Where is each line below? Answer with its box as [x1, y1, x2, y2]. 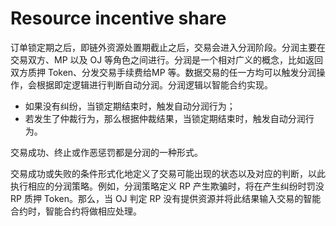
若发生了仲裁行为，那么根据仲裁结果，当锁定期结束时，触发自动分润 [24, 112, 306, 124]
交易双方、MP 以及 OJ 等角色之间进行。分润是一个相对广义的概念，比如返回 [10, 53, 324, 66]
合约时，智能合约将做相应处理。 [10, 205, 142, 217]
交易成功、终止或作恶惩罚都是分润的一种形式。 [10, 146, 203, 158]
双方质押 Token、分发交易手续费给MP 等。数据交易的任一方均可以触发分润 [10, 66, 317, 78]
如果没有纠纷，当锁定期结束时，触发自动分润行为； [24, 100, 236, 112]
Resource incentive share [10, 7, 227, 30]
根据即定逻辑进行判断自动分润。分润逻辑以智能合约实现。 [36, 78, 273, 91]
